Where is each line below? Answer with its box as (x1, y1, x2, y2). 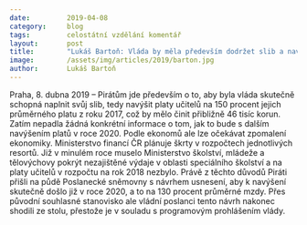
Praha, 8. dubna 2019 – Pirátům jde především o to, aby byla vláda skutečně (9, 88, 295, 100)
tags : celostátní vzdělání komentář (9, 30, 182, 39)
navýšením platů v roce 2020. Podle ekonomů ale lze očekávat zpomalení (9, 128, 287, 138)
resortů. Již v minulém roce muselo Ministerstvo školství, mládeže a (9, 147, 265, 158)
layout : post (9, 38, 84, 48)
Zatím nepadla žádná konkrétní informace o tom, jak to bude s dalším (9, 118, 270, 128)
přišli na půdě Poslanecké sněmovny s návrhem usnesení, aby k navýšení (9, 176, 286, 187)
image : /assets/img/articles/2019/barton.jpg (9, 56, 215, 65)
